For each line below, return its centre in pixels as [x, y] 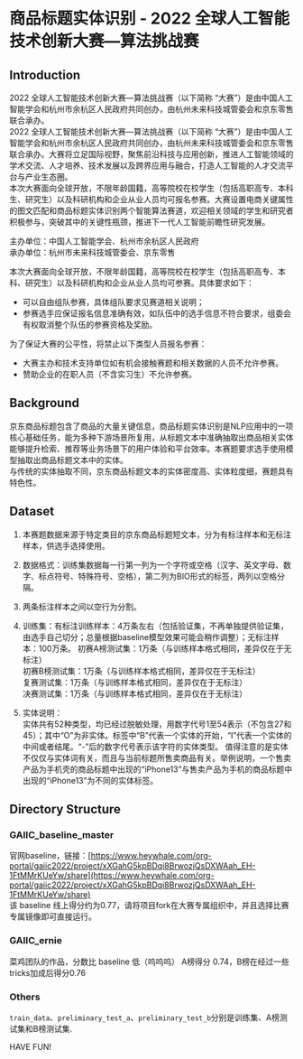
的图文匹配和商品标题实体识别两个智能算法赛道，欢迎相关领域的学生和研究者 [151, 210]
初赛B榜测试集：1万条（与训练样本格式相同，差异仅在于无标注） [141, 671]
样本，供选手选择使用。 [66, 545]
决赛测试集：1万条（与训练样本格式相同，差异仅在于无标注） [135, 693]
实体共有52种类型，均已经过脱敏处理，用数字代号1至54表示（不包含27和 [157, 724]
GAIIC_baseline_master [62, 834]
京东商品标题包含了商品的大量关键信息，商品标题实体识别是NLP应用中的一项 [151, 426]
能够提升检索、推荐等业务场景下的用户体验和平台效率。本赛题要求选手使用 [147, 449]
